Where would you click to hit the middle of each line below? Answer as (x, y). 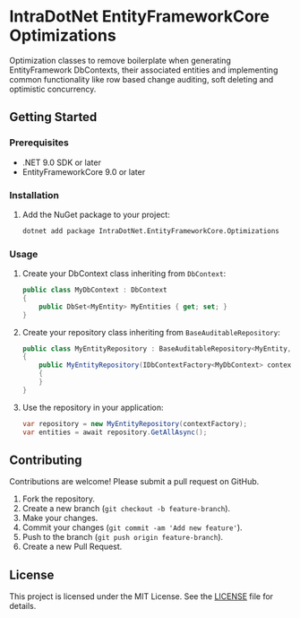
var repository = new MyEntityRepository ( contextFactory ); (135, 423)
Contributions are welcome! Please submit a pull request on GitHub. (134, 482)
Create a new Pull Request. (72, 547)
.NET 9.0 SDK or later (61, 162)
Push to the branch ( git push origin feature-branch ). (123, 537)
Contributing (46, 460)
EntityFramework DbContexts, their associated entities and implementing (144, 70)
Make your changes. (60, 518)
